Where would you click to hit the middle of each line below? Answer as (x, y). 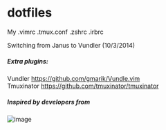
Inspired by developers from (49, 102)
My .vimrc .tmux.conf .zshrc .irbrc (55, 32)
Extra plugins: (28, 61)
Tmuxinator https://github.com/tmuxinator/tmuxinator (83, 86)
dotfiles (30, 13)
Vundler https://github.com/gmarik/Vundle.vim (74, 78)
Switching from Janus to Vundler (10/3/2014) (71, 45)
